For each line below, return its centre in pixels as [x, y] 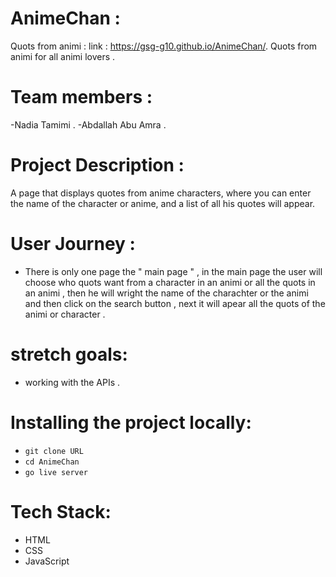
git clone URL [54, 451]
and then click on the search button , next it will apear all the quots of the [175, 303]
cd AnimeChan [52, 462]
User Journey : [73, 244]
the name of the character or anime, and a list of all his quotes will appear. [163, 203]
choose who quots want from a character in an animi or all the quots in [170, 282]
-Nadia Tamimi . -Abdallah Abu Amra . [88, 124]
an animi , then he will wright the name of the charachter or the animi [166, 293]
